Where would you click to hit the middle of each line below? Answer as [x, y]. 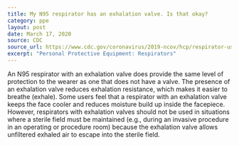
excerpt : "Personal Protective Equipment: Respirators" [92, 54]
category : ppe [28, 21]
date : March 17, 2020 [39, 34]
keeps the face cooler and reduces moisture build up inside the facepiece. [116, 104]
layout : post [27, 27]
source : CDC [25, 41]
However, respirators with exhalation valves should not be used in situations [118, 112]
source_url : [25, 47]
